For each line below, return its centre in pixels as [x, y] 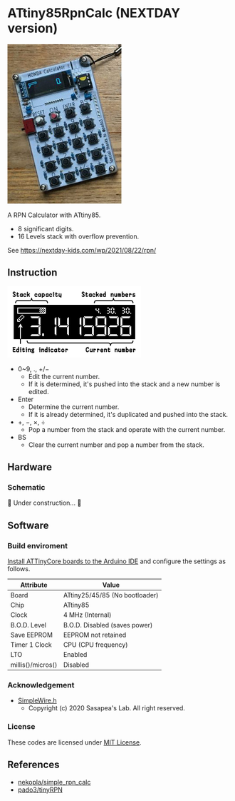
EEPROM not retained [95, 635]
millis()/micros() [34, 665]
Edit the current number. [64, 376]
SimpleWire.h [37, 700]
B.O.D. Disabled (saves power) [108, 625]
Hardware [30, 467]
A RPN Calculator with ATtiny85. [54, 215]
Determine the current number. [74, 407]
